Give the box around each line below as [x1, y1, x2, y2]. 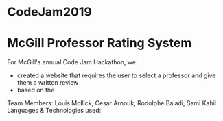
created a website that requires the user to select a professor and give [16, 71, 216, 79]
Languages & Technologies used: [7, 107, 102, 115]
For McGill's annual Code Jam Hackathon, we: [7, 58, 139, 66]
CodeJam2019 [7, 4, 93, 20]
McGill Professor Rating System [7, 36, 192, 51]
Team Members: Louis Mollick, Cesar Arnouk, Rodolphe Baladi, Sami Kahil [7, 99, 216, 107]
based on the [16, 86, 55, 94]
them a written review [16, 79, 79, 87]
